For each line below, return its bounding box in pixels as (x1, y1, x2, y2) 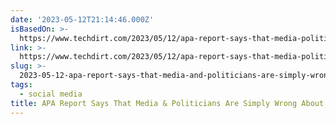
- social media (19, 89, 83, 99)
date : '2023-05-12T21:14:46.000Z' (10, 14, 155, 25)
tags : (10, 80, 33, 90)
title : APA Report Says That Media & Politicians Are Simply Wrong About (10, 98, 325, 108)
